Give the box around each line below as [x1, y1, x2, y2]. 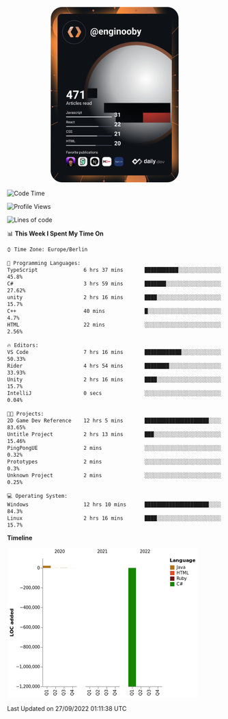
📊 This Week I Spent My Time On [7, 229, 104, 238]
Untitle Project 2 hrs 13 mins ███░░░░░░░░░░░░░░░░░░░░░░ [7, 431, 222, 438]
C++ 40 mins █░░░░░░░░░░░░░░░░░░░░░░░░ [7, 308, 222, 315]
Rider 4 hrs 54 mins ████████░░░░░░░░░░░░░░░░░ [7, 363, 222, 370]
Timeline [7, 534, 33, 542]
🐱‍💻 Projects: [7, 411, 44, 418]
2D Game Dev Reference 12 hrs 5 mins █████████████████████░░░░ [7, 418, 222, 425]
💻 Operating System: [7, 493, 68, 500]
